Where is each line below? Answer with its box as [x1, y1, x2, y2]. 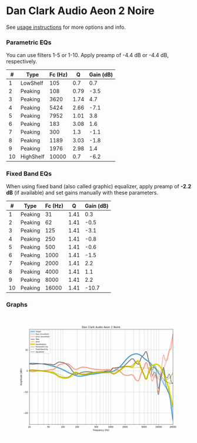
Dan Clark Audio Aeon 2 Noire [6, 4, 155, 18]
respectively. [6, 58, 37, 65]
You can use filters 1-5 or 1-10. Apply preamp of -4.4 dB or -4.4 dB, [6, 52, 169, 59]
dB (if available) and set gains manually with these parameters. [6, 189, 159, 196]
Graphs [6, 301, 28, 309]
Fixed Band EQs [6, 169, 52, 178]
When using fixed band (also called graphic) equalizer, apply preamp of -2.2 [6, 183, 192, 190]
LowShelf [20, 79, 44, 86]
